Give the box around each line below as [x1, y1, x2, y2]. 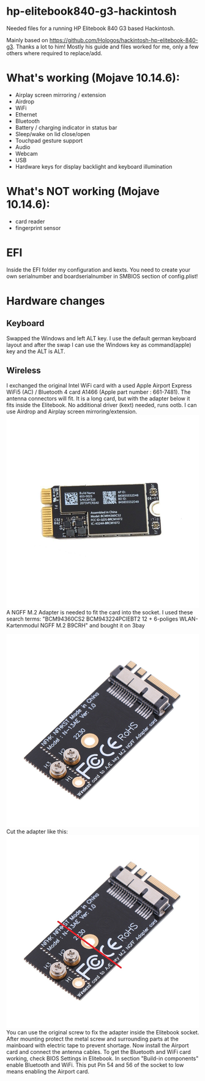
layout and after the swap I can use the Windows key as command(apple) [6, 341, 192, 348]
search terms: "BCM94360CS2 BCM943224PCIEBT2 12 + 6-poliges [6, 615, 179, 622]
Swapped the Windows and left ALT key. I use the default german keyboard [6, 334, 196, 342]
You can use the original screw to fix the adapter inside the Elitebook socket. [6, 1028, 199, 1036]
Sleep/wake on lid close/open [15, 130, 91, 137]
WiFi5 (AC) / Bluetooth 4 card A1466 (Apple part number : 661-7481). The [6, 388, 191, 395]
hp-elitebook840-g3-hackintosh [6, 4, 177, 18]
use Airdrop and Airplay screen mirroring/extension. [6, 408, 138, 415]
